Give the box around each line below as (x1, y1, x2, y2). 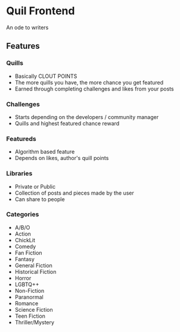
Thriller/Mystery (14, 318, 55, 325)
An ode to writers (6, 24, 49, 31)
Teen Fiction (14, 312, 46, 320)
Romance (14, 299, 39, 307)
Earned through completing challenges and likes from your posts (14, 85, 174, 92)
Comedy (14, 243, 36, 250)
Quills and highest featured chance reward (14, 120, 120, 127)
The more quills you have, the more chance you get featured (14, 79, 164, 86)
